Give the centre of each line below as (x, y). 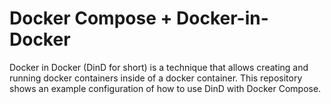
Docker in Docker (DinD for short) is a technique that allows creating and (159, 67)
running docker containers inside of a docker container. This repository (156, 78)
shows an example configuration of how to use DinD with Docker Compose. (165, 88)
